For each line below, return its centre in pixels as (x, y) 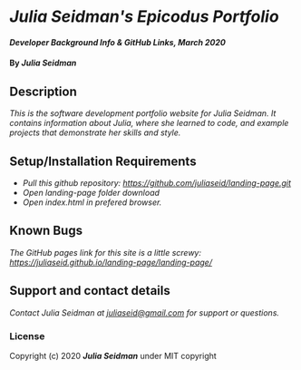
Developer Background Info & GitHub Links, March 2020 (118, 42)
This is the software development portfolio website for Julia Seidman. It (143, 113)
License (27, 336)
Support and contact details (90, 291)
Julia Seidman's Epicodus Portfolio (144, 17)
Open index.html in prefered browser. (92, 202)
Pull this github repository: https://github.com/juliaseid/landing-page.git (157, 183)
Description (43, 91)
